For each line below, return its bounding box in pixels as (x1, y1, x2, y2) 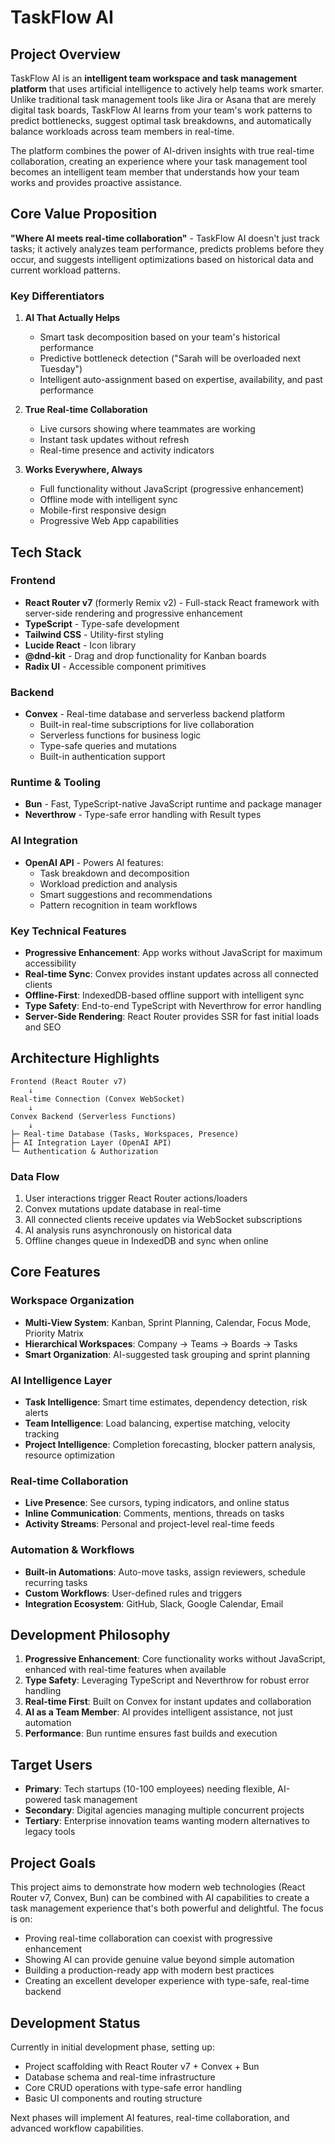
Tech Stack (10, 544, 82, 561)
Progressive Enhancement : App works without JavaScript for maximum (24, 946, 323, 958)
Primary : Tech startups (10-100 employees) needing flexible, (24, 1783, 276, 1795)
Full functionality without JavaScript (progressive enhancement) (39, 483, 305, 495)
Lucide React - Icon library (24, 639, 137, 651)
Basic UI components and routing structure (24, 2092, 203, 2104)
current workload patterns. (10, 264, 121, 276)
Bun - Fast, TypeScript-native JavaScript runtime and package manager (24, 798, 323, 810)
